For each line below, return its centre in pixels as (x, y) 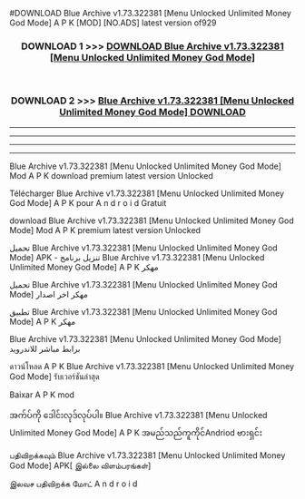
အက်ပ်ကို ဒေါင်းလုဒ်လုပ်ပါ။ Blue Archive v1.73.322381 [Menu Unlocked (138, 415)
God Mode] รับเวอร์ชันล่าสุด (54, 377)
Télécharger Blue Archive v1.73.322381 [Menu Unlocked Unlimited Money (147, 193)
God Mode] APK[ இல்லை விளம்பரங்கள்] (80, 465)
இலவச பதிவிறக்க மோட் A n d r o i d (74, 484)
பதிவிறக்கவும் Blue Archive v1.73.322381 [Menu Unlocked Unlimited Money (148, 455)
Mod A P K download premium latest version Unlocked (111, 175)
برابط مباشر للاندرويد (45, 348)
